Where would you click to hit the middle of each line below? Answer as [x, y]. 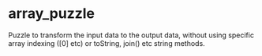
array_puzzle [51, 14]
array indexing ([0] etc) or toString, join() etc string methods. [107, 43]
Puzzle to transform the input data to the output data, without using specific [131, 35]
